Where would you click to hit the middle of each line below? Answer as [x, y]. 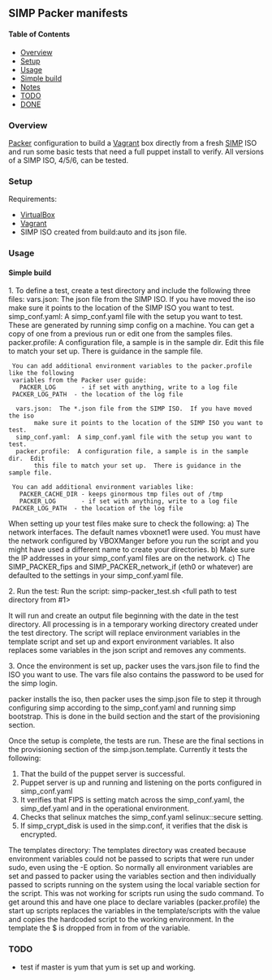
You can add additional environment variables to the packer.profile [132, 366]
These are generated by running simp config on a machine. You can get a [132, 326]
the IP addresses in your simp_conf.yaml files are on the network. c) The [129, 558]
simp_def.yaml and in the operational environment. [104, 808]
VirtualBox [37, 215]
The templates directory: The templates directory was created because [127, 851]
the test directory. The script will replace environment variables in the [125, 633]
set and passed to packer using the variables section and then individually [132, 876]
